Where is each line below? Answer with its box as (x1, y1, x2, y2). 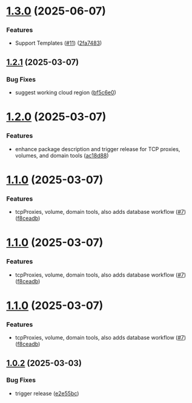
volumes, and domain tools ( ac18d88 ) (15, 152, 109, 159)
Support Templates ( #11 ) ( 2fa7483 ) (15, 39, 102, 47)
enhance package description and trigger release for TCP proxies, (15, 145, 180, 152)
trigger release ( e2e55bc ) (15, 390, 79, 397)
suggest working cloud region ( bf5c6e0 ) (15, 89, 116, 96)
